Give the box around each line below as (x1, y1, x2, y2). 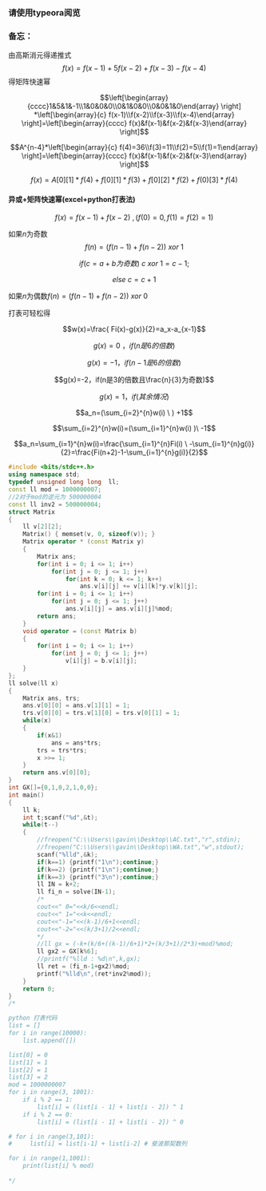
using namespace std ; (8, 470, 81, 478)
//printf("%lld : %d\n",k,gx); (37, 955, 141, 963)
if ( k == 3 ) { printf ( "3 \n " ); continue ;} (37, 873, 159, 881)
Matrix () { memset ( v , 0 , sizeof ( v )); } (22, 531, 156, 539)
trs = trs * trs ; (37, 746, 88, 754)
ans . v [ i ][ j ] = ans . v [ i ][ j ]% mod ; (65, 605, 173, 613)
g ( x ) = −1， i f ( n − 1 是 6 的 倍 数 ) (87, 358, 181, 368)
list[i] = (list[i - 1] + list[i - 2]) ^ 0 (37, 1118, 184, 1126)
